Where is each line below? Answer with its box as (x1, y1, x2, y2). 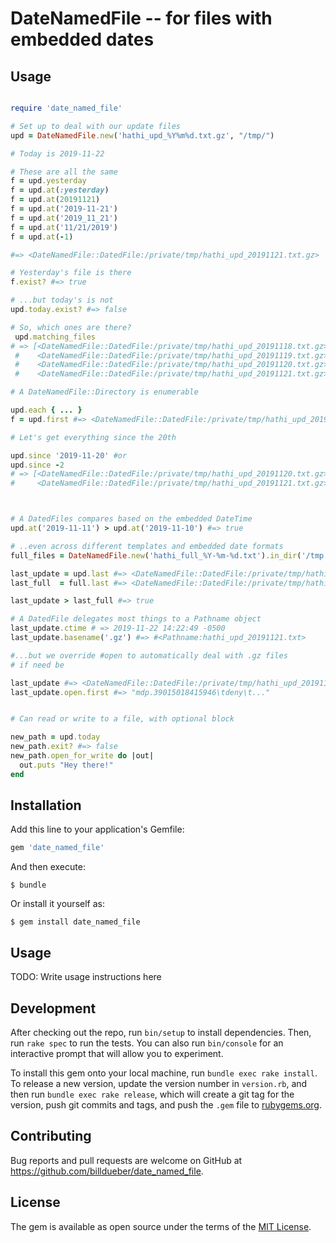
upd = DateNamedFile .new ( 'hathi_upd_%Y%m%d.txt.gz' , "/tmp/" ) (10, 130, 275, 141)
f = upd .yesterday (10, 176, 87, 186)
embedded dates (10, 28, 155, 51)
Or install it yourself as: (10, 898, 105, 910)
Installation (10, 797, 82, 814)
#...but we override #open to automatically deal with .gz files (10, 650, 288, 661)
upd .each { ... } (10, 405, 83, 415)
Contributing (10, 1128, 92, 1145)
